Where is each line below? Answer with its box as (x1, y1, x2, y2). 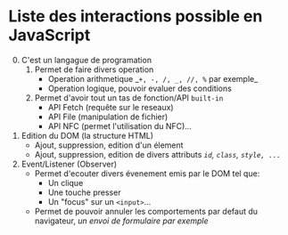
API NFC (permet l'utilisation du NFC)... (47, 120, 193, 131)
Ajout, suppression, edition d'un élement (34, 140, 184, 150)
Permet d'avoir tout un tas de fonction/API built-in (34, 92, 224, 103)
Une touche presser (47, 187, 121, 198)
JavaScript (8, 25, 91, 45)
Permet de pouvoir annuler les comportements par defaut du (34, 206, 259, 216)
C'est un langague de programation (21, 54, 152, 65)
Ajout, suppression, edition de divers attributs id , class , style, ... (34, 149, 282, 159)
